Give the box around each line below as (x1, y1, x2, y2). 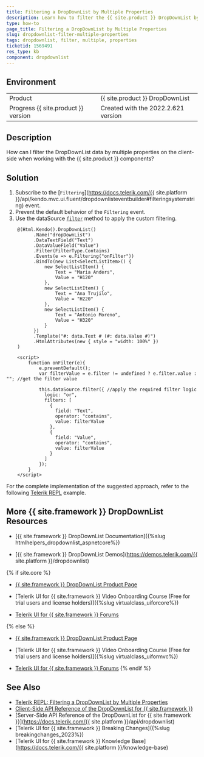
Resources (6, 516, 48, 527)
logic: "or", (44, 392, 78, 398)
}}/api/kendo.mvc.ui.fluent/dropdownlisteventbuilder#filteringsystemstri (15, 196, 195, 203)
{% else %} (6, 622, 35, 630)
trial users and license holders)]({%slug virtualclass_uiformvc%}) (15, 653, 178, 660)
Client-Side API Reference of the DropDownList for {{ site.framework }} (15, 705, 193, 712)
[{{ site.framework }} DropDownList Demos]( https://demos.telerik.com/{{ (15, 550, 198, 558)
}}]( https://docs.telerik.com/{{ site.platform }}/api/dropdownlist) (15, 717, 175, 725)
